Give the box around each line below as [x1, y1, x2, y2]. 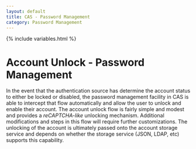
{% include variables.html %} [6, 36, 77, 42]
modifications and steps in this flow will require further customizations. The [6, 118, 188, 125]
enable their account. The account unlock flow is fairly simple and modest [6, 106, 184, 113]
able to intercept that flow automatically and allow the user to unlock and [6, 100, 181, 107]
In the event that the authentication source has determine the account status [6, 87, 191, 94]
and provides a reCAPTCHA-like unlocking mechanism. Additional [6, 112, 165, 119]
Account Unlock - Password [6, 56, 145, 69]
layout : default [6, 8, 46, 15]
